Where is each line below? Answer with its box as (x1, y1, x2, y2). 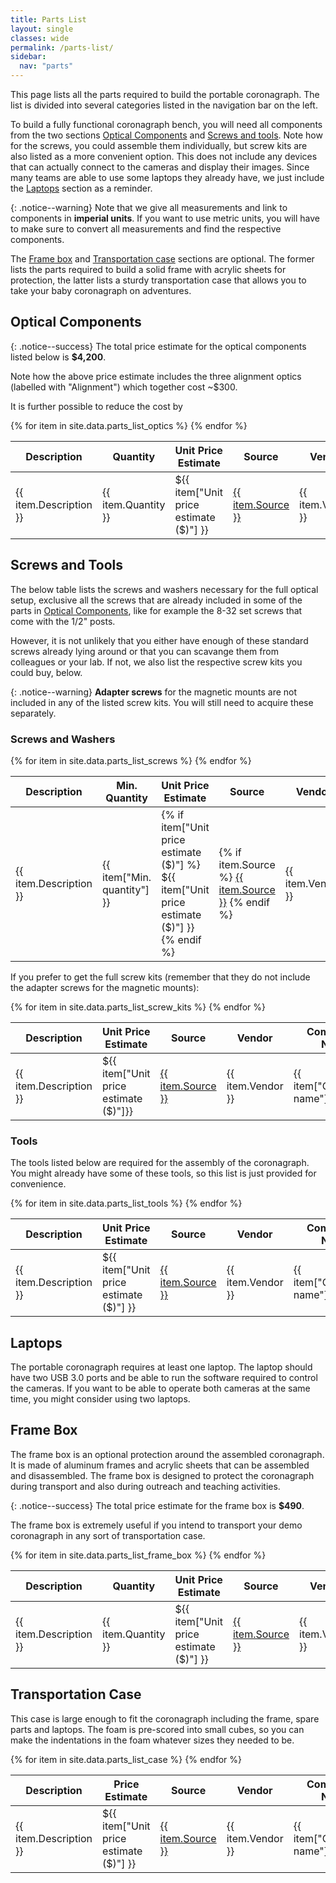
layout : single (10, 24, 74, 34)
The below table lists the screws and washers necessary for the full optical (10, 583, 319, 595)
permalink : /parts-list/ (10, 42, 114, 53)
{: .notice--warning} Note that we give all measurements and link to (10, 202, 288, 213)
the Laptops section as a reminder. (10, 182, 153, 194)
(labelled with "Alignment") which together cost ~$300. (10, 381, 238, 393)
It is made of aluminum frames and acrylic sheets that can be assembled (10, 1459, 310, 1471)
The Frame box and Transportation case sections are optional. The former (10, 253, 315, 265)
